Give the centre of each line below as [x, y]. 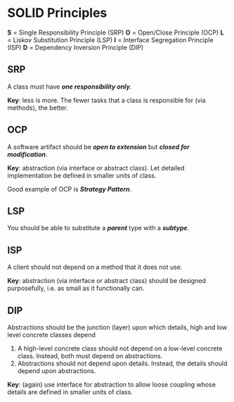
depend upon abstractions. [57, 371]
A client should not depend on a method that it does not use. [95, 267]
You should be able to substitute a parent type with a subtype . [98, 228]
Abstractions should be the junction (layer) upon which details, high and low [117, 327]
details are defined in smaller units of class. [70, 392]
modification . [27, 154]
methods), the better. [38, 108]
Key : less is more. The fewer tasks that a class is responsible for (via [106, 100]
